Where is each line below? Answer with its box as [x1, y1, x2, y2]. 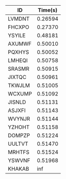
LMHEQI [8, 57, 28, 64]
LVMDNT [8, 15, 30, 22]
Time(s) [37, 7, 58, 13]
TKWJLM [8, 82, 30, 89]
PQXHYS [8, 49, 29, 55]
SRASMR [8, 65, 30, 72]
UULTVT [8, 141, 29, 147]
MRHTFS [8, 149, 30, 155]
